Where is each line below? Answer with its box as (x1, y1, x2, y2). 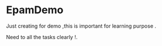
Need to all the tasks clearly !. (6, 33, 78, 40)
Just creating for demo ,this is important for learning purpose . (6, 22, 157, 29)
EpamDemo (6, 3, 64, 17)
